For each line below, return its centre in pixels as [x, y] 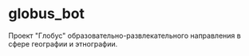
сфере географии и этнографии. [63, 43]
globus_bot [47, 14]
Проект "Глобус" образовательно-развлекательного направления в [125, 35]
